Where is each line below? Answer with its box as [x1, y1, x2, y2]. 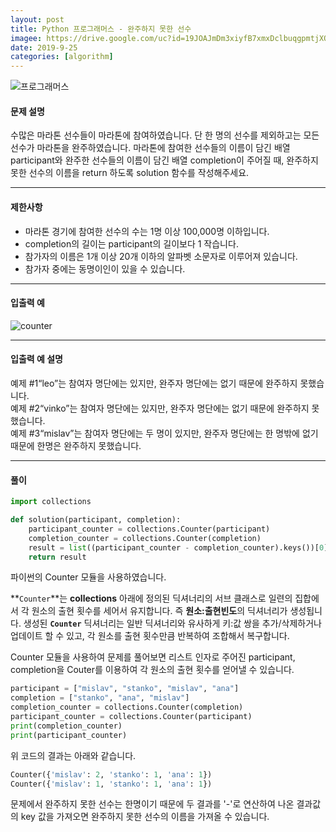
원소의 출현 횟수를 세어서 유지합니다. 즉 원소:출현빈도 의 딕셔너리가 [31, 605, 288, 617]
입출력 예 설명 [10, 353, 63, 365]
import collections [10, 497, 92, 507]
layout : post [10, 14, 65, 25]
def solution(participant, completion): [10, 515, 182, 525]
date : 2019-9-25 [10, 42, 78, 53]
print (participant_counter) [10, 730, 128, 740]
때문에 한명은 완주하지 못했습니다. [10, 439, 142, 451]
